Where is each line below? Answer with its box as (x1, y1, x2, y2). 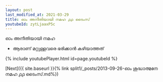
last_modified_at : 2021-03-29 (5, 12, 69, 17)
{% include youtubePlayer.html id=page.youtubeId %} (5, 56, 118, 62)
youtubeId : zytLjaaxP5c (5, 21, 56, 27)
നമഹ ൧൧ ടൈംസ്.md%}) (5, 71, 59, 77)
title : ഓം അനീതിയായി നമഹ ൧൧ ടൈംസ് (5, 17, 90, 22)
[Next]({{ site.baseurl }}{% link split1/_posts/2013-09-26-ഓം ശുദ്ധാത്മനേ (5, 65, 158, 71)
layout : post (5, 7, 33, 13)
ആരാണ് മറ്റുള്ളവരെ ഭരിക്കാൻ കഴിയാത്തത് (12, 46, 104, 52)
